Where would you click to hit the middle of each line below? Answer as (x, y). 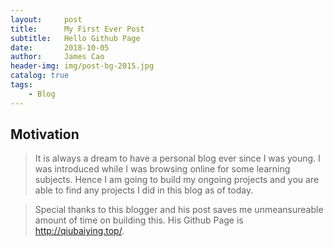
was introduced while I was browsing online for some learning (162, 169)
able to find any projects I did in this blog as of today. (144, 190)
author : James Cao (57, 57)
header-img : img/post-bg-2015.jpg (82, 66)
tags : (21, 85)
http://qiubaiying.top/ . (79, 231)
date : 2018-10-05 (60, 47)
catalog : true (40, 76)
